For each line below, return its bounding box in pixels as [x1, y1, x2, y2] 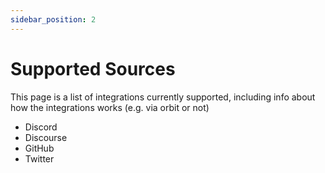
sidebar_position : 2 [10, 14, 97, 25]
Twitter [24, 152, 55, 165]
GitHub [24, 142, 55, 154]
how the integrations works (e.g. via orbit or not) [10, 101, 210, 113]
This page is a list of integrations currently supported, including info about [10, 91, 316, 103]
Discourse [24, 131, 68, 143]
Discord [24, 121, 58, 133]
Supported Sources [10, 57, 176, 80]
